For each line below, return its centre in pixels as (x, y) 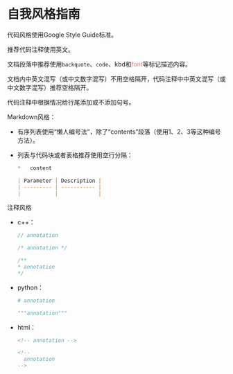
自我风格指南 (44, 14)
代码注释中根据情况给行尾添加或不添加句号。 (71, 102)
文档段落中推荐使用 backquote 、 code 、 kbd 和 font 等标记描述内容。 (100, 64)
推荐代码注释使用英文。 (41, 49)
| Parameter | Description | (59, 181)
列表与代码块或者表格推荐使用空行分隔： (75, 155)
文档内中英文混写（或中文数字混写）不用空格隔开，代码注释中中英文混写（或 (116, 79)
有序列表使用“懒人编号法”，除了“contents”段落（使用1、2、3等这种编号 (119, 132)
